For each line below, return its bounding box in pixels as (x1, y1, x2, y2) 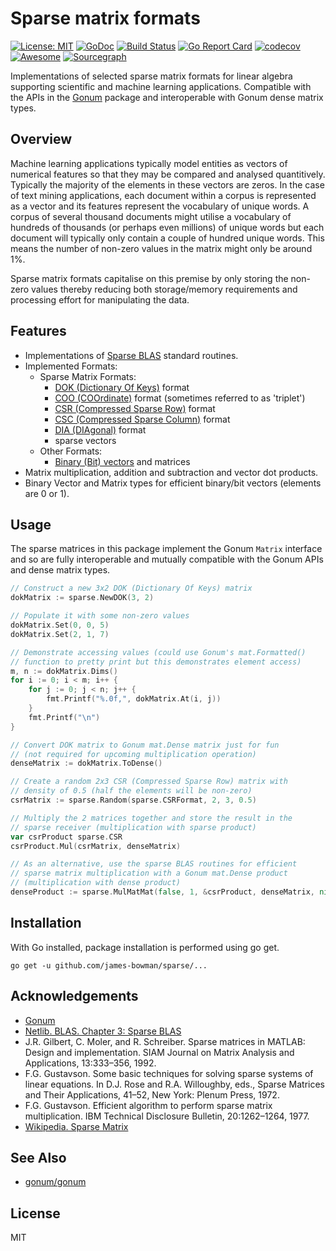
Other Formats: (39, 445, 103, 457)
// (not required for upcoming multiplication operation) (10, 749, 257, 759)
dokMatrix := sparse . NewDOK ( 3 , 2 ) (10, 593, 155, 603)
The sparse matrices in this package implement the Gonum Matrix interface (10, 543, 323, 555)
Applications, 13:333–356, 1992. (24, 1057, 157, 1069)
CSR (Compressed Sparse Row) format (54, 402, 216, 414)
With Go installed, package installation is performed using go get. (10, 941, 280, 953)
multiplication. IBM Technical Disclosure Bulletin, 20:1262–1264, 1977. (24, 1110, 310, 1122)
